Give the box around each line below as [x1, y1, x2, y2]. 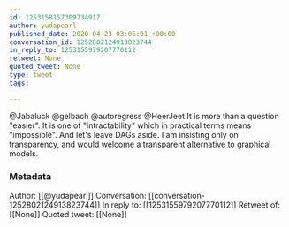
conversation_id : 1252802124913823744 [9, 37, 152, 47]
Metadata [9, 170, 51, 182]
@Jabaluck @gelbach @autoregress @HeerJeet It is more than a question [9, 110, 280, 121]
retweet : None [9, 54, 62, 63]
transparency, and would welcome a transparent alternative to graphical [9, 139, 271, 149]
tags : [9, 79, 29, 87]
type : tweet [9, 71, 53, 79]
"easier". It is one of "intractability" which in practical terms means [9, 120, 252, 131]
